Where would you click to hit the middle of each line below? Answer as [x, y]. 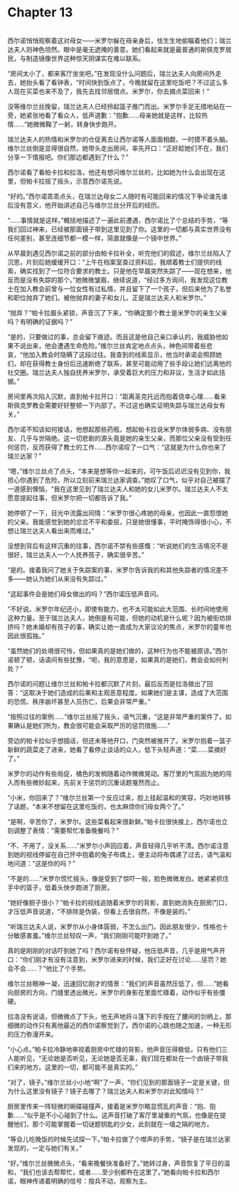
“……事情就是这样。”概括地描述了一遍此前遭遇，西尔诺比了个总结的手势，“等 [118, 220]
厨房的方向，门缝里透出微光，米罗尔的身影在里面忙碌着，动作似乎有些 [116, 992]
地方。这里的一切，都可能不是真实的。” [82, 1067]
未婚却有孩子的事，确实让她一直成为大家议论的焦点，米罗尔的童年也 [132, 626]
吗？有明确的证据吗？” [40, 322]
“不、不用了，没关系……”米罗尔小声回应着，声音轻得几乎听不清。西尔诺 [112, 845]
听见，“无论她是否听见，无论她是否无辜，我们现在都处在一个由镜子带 [121, 1058]
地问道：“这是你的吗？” [42, 863]
